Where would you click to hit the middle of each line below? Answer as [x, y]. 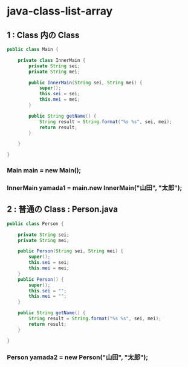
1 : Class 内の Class [43, 35]
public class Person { [35, 224]
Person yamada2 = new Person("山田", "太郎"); [78, 357]
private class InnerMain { [52, 60]
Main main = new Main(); [44, 170]
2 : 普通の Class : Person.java [63, 210]
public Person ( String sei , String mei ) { [70, 251]
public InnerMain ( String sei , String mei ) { [86, 82]
